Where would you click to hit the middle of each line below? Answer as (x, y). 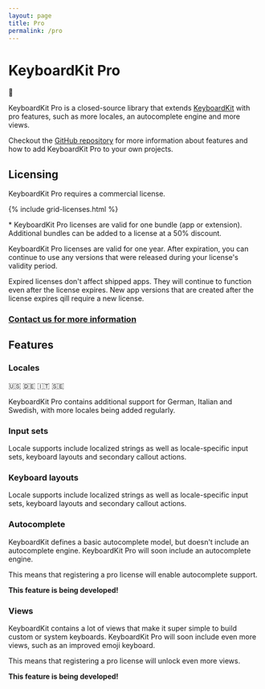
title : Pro (26, 23)
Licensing (33, 174)
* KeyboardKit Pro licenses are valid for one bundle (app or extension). (125, 225)
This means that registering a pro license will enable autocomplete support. (133, 574)
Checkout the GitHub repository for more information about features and (128, 140)
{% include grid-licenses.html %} (63, 209)
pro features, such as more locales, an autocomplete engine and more (124, 116)
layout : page (30, 16)
